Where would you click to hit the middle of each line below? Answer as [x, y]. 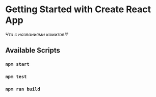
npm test [16, 77]
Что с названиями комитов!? [37, 34]
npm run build [23, 89]
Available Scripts [33, 50]
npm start [17, 64]
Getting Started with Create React [78, 9]
